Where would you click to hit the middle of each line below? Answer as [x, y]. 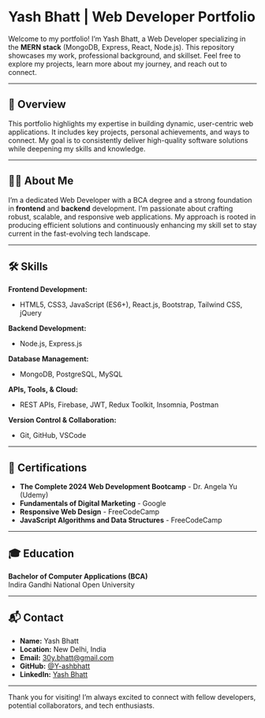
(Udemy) [34, 495]
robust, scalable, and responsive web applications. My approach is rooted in [132, 216]
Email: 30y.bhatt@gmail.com [67, 657]
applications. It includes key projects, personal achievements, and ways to [129, 132]
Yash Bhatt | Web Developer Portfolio [132, 17]
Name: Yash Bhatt [49, 641]
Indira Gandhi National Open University [72, 585]
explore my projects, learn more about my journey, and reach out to [118, 64]
